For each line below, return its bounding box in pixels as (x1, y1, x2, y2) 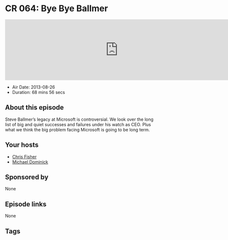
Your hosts (5, 141, 39, 149)
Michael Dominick (12, 159, 48, 165)
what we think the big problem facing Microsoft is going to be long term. (5, 127, 150, 132)
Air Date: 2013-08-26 (12, 84, 55, 90)
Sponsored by (5, 173, 49, 181)
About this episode (5, 103, 64, 112)
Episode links (5, 200, 47, 208)
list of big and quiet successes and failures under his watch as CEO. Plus (5, 121, 151, 127)
